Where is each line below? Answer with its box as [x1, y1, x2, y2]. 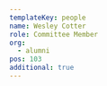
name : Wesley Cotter [9, 21, 87, 30]
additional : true [9, 64, 75, 73]
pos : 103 [9, 55, 42, 64]
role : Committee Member [9, 30, 99, 39]
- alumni [17, 47, 50, 56]
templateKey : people [9, 13, 87, 22]
